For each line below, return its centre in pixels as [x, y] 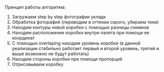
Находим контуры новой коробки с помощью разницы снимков [80, 27]
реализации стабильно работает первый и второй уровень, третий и [85, 48]
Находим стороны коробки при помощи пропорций [67, 59]
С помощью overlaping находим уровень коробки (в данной [76, 43]
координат [23, 38]
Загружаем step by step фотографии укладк [59, 17]
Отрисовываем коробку [37, 64]
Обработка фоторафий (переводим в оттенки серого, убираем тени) [85, 22]
